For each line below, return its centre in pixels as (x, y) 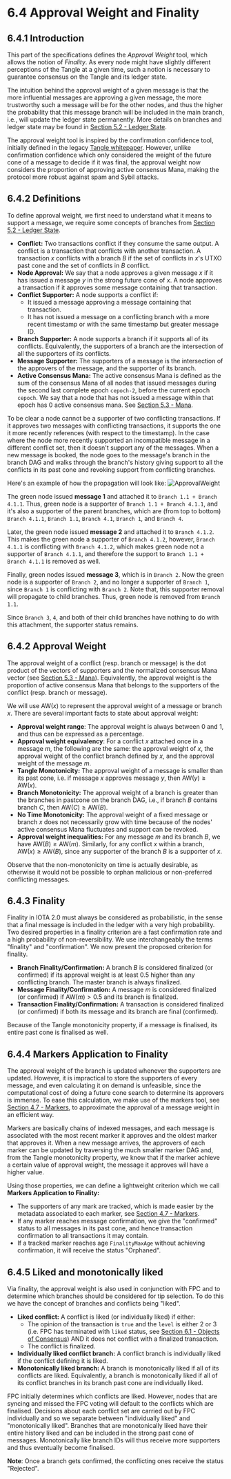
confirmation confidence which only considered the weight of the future (110, 155)
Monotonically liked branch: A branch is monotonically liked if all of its (118, 1368)
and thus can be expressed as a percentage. (80, 734)
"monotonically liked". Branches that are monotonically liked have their (108, 1426)
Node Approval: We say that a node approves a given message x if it (115, 273)
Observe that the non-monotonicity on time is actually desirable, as (103, 864)
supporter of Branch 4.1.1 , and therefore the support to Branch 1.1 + (106, 553)
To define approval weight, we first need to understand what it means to (110, 215)
